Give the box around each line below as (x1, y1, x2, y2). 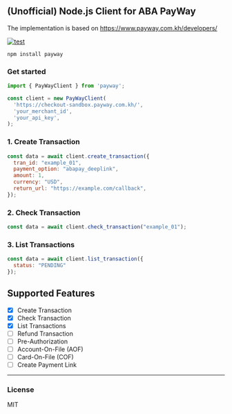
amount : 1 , (13, 172, 45, 179)
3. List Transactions (7, 240, 75, 249)
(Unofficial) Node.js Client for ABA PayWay (7, 6, 196, 17)
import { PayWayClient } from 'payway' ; (7, 82, 126, 89)
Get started (7, 66, 46, 76)
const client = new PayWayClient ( (7, 95, 107, 102)
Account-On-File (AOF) (17, 345, 84, 353)
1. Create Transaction (7, 137, 81, 147)
